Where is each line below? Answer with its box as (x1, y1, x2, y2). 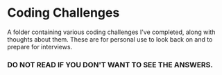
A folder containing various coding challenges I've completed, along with (7, 28, 216, 36)
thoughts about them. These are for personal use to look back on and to (7, 35, 213, 43)
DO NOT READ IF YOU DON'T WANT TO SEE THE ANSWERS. (7, 60, 214, 69)
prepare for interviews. (7, 42, 73, 51)
